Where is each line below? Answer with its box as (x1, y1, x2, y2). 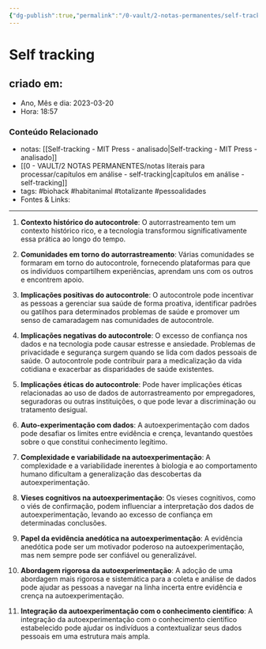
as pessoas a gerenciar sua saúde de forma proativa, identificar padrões (20, 298, 257, 308)
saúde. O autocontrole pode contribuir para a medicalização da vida (20, 355, 242, 365)
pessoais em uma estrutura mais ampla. (20, 631, 151, 641)
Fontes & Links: (20, 195, 70, 204)
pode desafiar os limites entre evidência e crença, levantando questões (20, 428, 253, 438)
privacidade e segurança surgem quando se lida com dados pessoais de (20, 347, 257, 357)
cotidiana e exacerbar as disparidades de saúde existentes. (20, 364, 215, 374)
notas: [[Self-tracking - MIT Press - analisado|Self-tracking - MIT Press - (20, 144, 257, 154)
